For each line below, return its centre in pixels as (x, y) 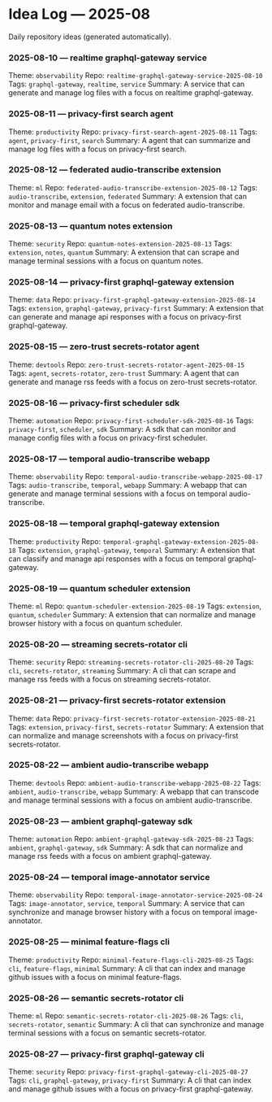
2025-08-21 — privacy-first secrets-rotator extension (117, 700)
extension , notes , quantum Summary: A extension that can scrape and (124, 252)
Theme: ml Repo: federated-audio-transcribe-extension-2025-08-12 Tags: (133, 187)
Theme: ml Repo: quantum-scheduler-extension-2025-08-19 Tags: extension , (135, 606)
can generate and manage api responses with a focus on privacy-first (125, 317)
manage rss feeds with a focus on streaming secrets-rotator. (110, 679)
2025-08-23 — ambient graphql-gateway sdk (101, 821)
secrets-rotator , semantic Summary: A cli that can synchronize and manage (136, 1024)
